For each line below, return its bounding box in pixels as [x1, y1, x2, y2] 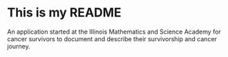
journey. [7, 42, 30, 50]
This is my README [7, 5, 122, 21]
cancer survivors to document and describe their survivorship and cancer [7, 34, 218, 43]
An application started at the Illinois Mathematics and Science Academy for [7, 27, 221, 36]
